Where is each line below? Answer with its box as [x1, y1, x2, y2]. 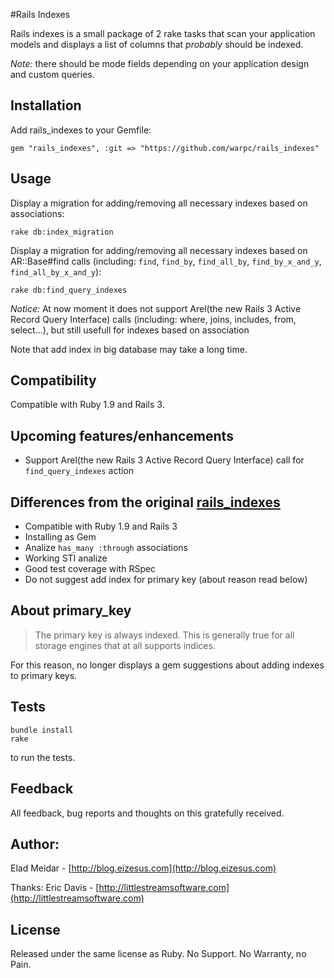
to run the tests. [10, 751, 76, 763]
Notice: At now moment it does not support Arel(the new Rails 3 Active [10, 302, 302, 314]
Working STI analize [24, 552, 108, 564]
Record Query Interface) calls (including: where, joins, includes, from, [10, 313, 297, 325]
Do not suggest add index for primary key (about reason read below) [24, 574, 308, 586]
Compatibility [10, 372, 97, 389]
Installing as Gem [24, 531, 97, 543]
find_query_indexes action [24, 465, 135, 477]
